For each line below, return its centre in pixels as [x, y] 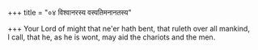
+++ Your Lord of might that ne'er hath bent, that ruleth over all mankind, [129, 29]
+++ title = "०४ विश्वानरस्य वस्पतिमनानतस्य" [70, 12]
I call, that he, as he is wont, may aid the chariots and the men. [112, 37]
